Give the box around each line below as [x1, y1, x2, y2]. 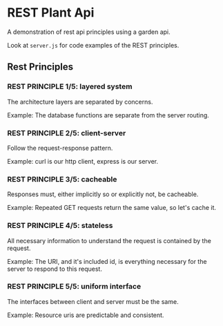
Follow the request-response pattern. [7, 144, 113, 152]
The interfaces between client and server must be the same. [7, 297, 179, 305]
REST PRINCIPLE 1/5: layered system [7, 81, 133, 91]
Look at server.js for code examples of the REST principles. [7, 41, 180, 49]
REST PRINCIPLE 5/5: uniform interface [7, 282, 142, 291]
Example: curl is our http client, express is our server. [7, 157, 159, 165]
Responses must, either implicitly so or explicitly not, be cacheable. [7, 190, 199, 198]
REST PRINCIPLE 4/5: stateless [7, 221, 113, 231]
